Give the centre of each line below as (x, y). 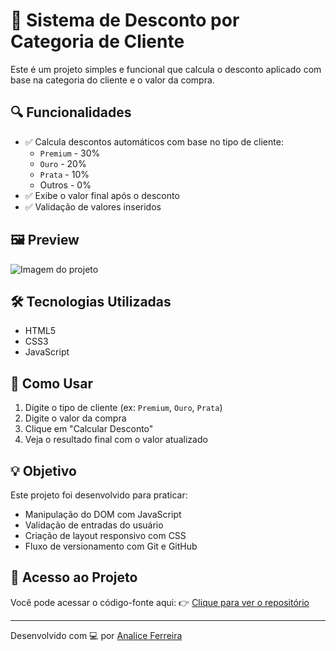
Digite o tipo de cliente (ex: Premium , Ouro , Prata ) (123, 408)
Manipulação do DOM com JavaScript (103, 514)
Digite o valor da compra (75, 418)
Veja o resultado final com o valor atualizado (116, 440)
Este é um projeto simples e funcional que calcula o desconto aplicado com (166, 69)
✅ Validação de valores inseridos (93, 206)
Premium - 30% (70, 153)
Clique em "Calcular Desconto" (89, 429)
